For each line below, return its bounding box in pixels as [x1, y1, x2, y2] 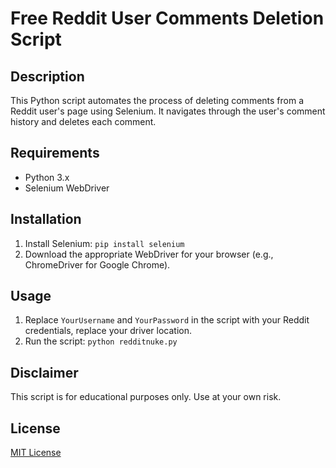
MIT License [10, 447, 62, 459]
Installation [10, 211, 82, 228]
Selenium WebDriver [24, 182, 110, 194]
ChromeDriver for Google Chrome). [24, 258, 171, 271]
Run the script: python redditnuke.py [24, 335, 178, 347]
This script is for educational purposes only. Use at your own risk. [10, 391, 282, 403]
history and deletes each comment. [10, 116, 157, 127]
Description [10, 68, 85, 85]
